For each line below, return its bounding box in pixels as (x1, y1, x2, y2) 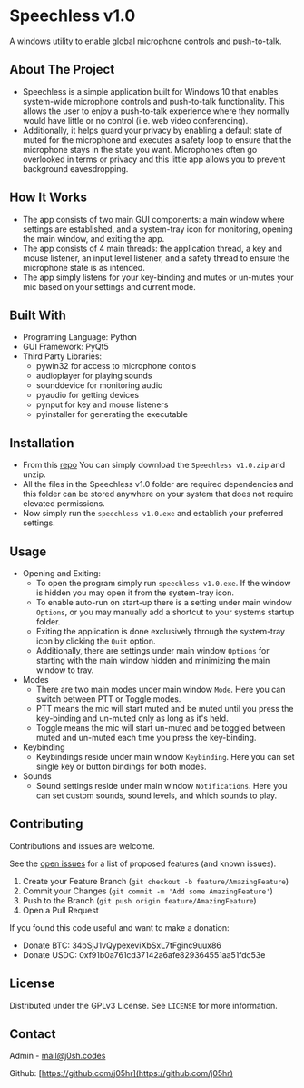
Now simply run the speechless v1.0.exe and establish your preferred (22, 508, 284, 519)
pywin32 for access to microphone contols (35, 361, 197, 372)
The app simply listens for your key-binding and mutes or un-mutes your (22, 272, 294, 283)
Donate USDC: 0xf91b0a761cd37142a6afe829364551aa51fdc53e (22, 949, 266, 960)
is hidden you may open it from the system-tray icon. (35, 587, 234, 598)
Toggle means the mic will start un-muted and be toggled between (35, 723, 286, 733)
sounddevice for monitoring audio (35, 380, 163, 391)
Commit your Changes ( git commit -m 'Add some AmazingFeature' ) (22, 885, 274, 896)
